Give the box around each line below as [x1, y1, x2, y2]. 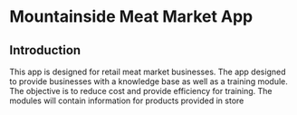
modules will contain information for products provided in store [9, 95, 244, 106]
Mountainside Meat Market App [9, 6, 254, 27]
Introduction [9, 43, 81, 58]
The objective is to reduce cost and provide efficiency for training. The [9, 86, 273, 96]
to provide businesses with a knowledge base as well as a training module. [9, 76, 288, 87]
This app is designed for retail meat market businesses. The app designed [9, 66, 286, 77]
